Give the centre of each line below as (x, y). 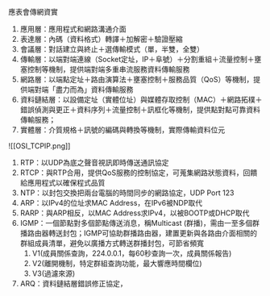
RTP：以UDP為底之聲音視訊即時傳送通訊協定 (94, 163)
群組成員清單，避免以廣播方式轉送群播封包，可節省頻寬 (112, 243)
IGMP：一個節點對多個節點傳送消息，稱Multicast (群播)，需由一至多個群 (140, 223)
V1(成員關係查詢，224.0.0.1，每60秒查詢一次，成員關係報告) (132, 253)
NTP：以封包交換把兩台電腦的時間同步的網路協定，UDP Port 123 (127, 193)
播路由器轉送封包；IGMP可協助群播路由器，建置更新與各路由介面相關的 (139, 233)
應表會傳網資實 (33, 12)
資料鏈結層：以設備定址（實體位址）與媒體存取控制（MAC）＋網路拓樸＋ (141, 100)
